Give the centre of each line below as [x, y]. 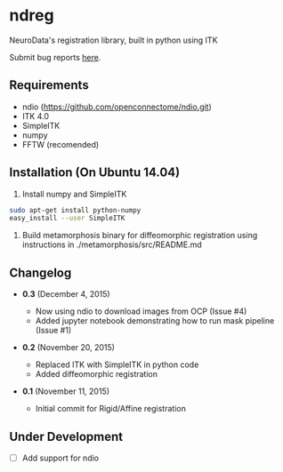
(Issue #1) [53, 331]
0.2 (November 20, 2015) [69, 348]
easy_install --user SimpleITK [67, 219]
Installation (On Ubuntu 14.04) [95, 173]
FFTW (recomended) [61, 144]
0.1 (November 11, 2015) [65, 391]
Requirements [49, 85]
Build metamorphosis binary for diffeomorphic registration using [140, 236]
